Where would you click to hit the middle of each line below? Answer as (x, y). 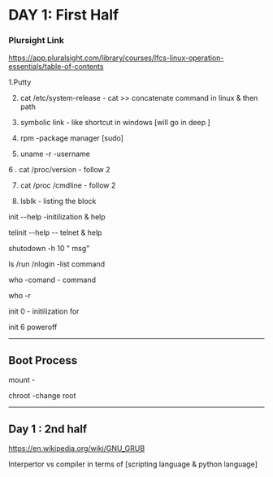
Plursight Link (37, 41)
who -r (19, 296)
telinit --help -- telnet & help (55, 232)
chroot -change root (42, 396)
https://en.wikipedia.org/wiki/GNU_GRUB (77, 449)
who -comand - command (52, 280)
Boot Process (43, 360)
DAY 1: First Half (64, 15)
